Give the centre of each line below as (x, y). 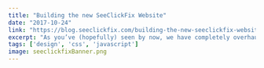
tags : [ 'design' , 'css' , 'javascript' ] (73, 45)
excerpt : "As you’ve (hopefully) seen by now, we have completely (119, 37)
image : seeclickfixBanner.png (58, 52)
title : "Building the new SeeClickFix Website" (88, 15)
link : (17, 30)
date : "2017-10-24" (40, 23)
